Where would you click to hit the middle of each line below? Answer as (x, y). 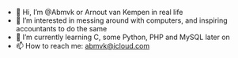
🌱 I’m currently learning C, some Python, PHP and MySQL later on (123, 37)
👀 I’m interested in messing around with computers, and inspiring (121, 20)
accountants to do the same (61, 29)
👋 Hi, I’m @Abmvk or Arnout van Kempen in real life (99, 12)
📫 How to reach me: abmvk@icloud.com (83, 46)
